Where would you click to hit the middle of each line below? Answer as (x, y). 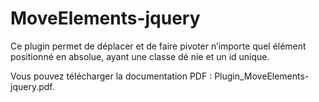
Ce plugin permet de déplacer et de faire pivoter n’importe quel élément (158, 46)
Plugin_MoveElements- (262, 76)
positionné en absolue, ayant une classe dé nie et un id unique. (140, 56)
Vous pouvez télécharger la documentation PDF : (111, 76)
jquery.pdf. (32, 86)
